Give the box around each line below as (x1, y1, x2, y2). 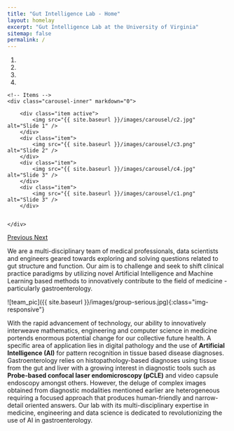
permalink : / (7, 37, 46, 44)
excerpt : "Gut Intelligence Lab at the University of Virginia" (7, 23, 199, 30)
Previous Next (7, 233, 48, 242)
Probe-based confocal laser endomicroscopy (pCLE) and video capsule (7, 371, 219, 380)
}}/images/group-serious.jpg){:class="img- (83, 298, 209, 307)
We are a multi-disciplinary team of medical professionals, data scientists (7, 247, 219, 255)
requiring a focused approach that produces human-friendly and (7, 394, 194, 402)
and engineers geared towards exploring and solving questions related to (7, 255, 219, 263)
